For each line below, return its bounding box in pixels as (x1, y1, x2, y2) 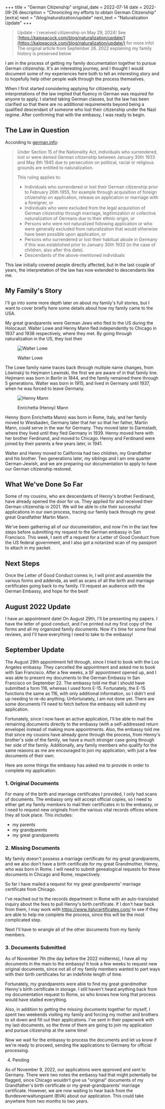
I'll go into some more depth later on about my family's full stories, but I (5, 299, 150, 306)
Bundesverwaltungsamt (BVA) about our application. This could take (5, 1093, 144, 1099)
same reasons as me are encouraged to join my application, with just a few (5, 747, 157, 753)
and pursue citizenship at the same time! (5, 1027, 88, 1033)
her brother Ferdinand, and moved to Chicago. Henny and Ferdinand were (5, 435, 155, 441)
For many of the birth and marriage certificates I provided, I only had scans (5, 791, 158, 797)
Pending (12, 1057, 30, 1063)
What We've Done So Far (5, 480, 83, 489)
